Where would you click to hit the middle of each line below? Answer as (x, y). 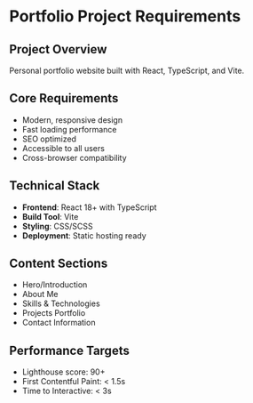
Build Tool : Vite (50, 216)
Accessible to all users (63, 148)
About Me (40, 294)
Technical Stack (55, 185)
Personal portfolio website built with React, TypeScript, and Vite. (127, 70)
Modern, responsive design (72, 120)
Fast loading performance (69, 129)
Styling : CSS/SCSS (57, 226)
